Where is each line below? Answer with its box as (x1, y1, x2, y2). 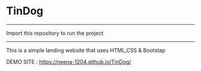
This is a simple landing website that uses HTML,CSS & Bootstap (6, 47, 166, 54)
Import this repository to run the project (6, 29, 103, 36)
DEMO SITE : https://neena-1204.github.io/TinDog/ (6, 58, 132, 65)
